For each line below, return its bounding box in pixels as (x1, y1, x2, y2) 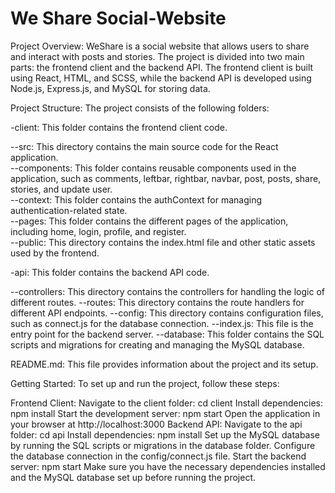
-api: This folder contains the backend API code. (10, 266, 210, 278)
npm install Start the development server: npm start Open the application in (10, 407, 321, 419)
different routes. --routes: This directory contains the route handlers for (10, 296, 305, 308)
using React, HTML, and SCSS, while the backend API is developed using (10, 72, 312, 84)
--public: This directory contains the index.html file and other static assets (10, 236, 316, 248)
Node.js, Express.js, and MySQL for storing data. (10, 82, 211, 94)
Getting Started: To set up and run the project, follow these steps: (10, 377, 280, 389)
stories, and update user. (10, 183, 113, 195)
